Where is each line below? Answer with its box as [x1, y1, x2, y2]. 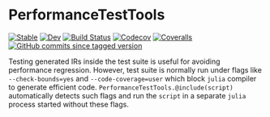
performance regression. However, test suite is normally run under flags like [8, 65, 262, 74]
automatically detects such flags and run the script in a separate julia [8, 90, 246, 100]
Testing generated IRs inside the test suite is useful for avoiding [8, 56, 221, 66]
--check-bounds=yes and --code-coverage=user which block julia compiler [8, 73, 257, 83]
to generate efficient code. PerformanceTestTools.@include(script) [8, 82, 234, 92]
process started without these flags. [8, 99, 130, 109]
